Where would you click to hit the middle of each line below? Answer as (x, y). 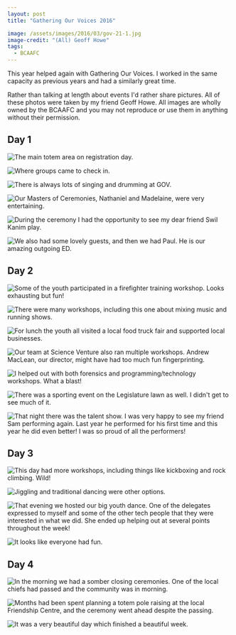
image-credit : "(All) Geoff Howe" (59, 40)
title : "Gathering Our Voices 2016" (61, 21)
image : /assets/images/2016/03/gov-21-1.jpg (74, 33)
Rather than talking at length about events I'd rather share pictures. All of (114, 95)
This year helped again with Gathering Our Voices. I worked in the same (113, 73)
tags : (15, 47)
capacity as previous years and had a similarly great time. (92, 81)
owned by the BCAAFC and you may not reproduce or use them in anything (118, 110)
